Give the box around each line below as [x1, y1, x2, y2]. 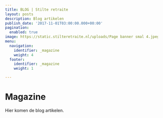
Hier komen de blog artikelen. [5, 107, 64, 113]
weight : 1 [14, 66, 34, 71]
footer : [9, 57, 25, 62]
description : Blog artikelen [5, 16, 64, 21]
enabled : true [9, 30, 38, 35]
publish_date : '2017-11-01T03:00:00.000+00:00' [5, 20, 103, 26]
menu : [5, 39, 16, 44]
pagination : [5, 25, 29, 30]
